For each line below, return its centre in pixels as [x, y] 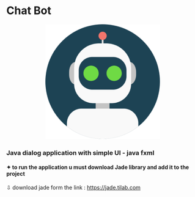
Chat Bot [29, 11]
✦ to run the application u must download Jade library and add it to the [98, 167]
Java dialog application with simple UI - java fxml [80, 152]
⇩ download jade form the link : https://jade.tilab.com [73, 188]
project [16, 174]
